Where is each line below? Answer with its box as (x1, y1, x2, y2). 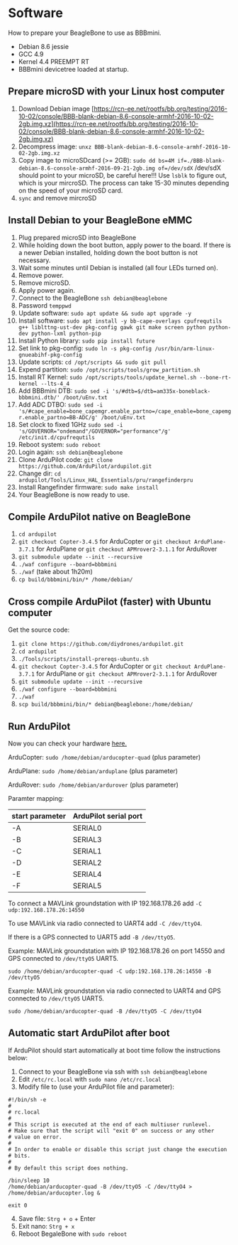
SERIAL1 (72, 846, 102, 856)
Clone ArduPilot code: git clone (18, 455, 113, 463)
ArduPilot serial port (72, 812, 143, 821)
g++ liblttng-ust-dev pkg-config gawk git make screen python (18, 323, 206, 331)
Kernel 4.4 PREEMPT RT (18, 57, 90, 65)
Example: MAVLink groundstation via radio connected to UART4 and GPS (8, 986, 222, 995)
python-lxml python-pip (31, 330, 101, 337)
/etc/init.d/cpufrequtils (18, 433, 95, 441)
